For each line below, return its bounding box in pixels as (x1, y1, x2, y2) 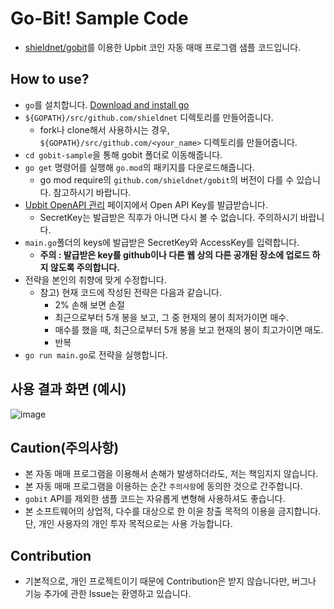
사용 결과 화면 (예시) (10, 381, 127, 398)
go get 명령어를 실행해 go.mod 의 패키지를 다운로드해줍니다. (24, 161, 256, 173)
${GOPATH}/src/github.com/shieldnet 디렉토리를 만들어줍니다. (24, 111, 274, 123)
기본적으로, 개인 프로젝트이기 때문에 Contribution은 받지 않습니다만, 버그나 (24, 575, 317, 587)
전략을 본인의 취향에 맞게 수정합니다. (24, 273, 167, 286)
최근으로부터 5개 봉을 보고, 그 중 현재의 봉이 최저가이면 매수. (54, 311, 290, 323)
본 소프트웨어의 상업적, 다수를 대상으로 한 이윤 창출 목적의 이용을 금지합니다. (24, 505, 322, 517)
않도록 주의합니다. (49, 261, 120, 273)
